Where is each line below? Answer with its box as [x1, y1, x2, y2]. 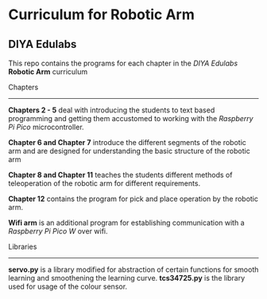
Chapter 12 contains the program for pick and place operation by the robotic [8, 194, 259, 203]
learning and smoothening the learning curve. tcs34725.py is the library [8, 273, 246, 282]
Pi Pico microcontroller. [8, 122, 85, 132]
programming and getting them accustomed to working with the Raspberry [8, 114, 253, 123]
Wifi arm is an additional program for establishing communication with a [8, 218, 245, 227]
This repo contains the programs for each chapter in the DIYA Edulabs [8, 58, 238, 68]
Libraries [8, 242, 37, 251]
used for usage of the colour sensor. [8, 281, 128, 291]
